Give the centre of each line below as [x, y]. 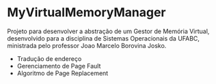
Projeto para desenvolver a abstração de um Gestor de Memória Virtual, [108, 31]
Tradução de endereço [49, 58]
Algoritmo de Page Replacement [63, 73]
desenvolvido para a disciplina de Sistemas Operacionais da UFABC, [104, 38]
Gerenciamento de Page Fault [59, 66]
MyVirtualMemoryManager [86, 13]
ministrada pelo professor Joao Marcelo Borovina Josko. [87, 45]
